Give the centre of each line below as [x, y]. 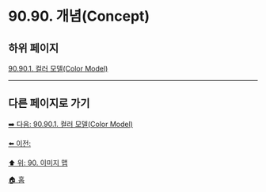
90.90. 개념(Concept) [79, 16]
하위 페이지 [34, 48]
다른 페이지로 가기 [49, 104]
